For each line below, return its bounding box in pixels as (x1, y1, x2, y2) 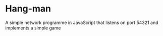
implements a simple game (5, 24, 62, 30)
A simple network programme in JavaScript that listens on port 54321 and (5, 19, 158, 25)
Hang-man (5, 3, 51, 14)
